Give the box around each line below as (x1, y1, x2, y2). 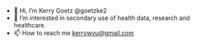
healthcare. (13, 21, 46, 29)
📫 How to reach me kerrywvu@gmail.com (13, 29, 134, 37)
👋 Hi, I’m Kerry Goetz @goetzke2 (13, 7, 108, 14)
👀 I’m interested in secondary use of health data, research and (13, 14, 190, 22)
